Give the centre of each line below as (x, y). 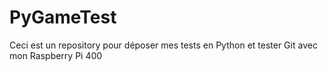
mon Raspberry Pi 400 (56, 55)
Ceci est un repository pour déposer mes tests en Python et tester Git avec (163, 45)
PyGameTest (63, 17)
